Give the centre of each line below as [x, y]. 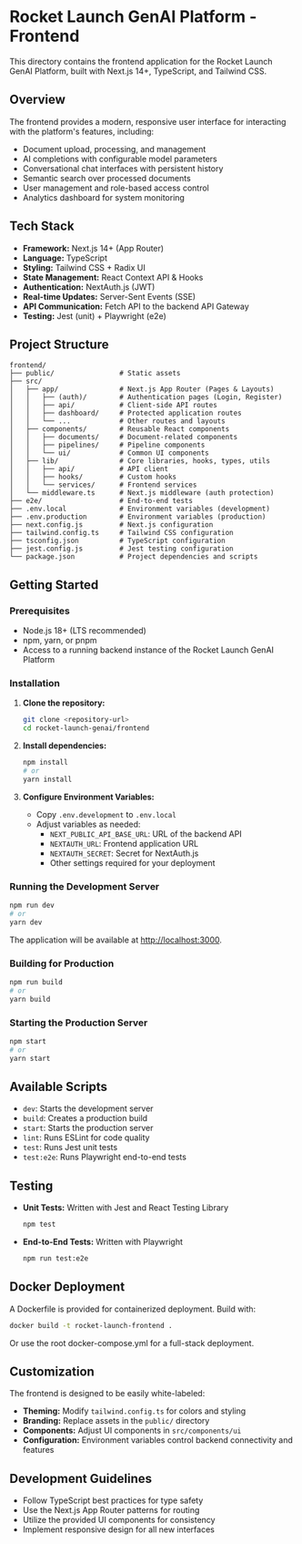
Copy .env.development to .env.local [106, 814]
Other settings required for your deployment [132, 862]
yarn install [47, 779]
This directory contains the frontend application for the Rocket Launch [141, 61]
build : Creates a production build [85, 1118]
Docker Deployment [67, 1287]
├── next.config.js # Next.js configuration [111, 525]
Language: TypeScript [65, 258]
